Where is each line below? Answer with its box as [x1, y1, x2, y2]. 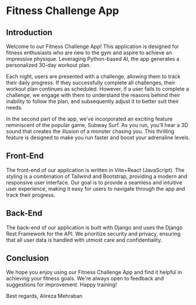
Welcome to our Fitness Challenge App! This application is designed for [6, 43, 180, 50]
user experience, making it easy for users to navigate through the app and [6, 185, 185, 192]
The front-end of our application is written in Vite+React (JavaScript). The [6, 166, 185, 173]
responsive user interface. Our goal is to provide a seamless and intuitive [6, 179, 183, 186]
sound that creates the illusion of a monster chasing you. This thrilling [6, 128, 175, 135]
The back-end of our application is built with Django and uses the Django [6, 224, 183, 231]
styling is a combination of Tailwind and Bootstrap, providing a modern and [6, 173, 188, 180]
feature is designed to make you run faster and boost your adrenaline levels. [6, 134, 191, 141]
